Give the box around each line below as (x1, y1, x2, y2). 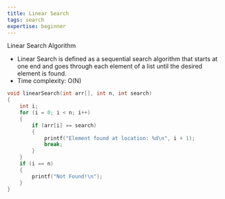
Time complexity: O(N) (17, 77, 82, 85)
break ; (43, 141, 63, 148)
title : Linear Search (7, 10, 69, 17)
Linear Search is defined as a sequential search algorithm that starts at (17, 55, 218, 63)
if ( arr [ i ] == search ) (32, 121, 97, 129)
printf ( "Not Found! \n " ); (32, 173, 103, 180)
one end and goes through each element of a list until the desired (17, 62, 203, 71)
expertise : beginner (7, 23, 67, 30)
